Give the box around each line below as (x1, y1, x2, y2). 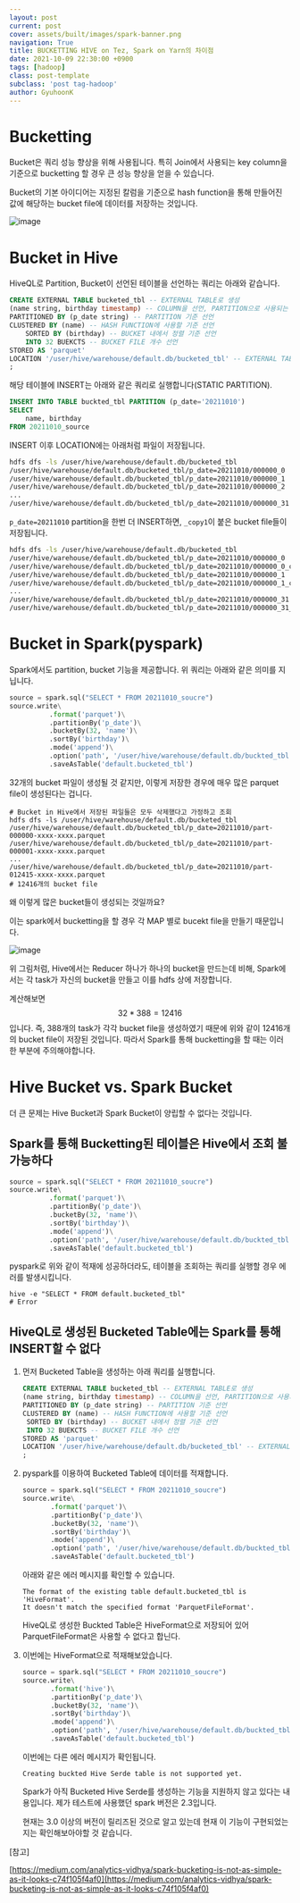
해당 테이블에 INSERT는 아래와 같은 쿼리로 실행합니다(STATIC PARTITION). (9, 380, 272, 390)
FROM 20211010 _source (9, 422, 90, 432)
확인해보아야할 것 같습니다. (38, 1827, 132, 1838)
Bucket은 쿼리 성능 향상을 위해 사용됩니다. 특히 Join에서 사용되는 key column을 (9, 157, 287, 168)
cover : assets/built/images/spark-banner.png (9, 29, 181, 38)
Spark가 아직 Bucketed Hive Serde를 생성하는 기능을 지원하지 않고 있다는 (21, 1786, 281, 1797)
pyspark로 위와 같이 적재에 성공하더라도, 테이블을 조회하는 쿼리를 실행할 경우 (9, 1261, 278, 1271)
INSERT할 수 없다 (9, 1341, 101, 1356)
